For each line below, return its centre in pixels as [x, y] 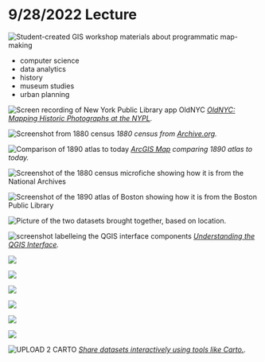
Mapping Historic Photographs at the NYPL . [80, 118]
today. [19, 158]
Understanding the [224, 235]
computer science [49, 60]
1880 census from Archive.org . [167, 134]
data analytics [43, 68]
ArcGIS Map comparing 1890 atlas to [192, 149]
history [31, 77]
